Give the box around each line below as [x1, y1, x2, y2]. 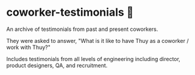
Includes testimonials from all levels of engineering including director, [6, 55, 181, 62]
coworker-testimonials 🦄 [6, 5, 134, 19]
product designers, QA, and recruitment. [6, 62, 108, 69]
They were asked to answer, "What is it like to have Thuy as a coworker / [6, 37, 189, 44]
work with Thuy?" [6, 44, 51, 51]
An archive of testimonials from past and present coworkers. [6, 25, 158, 33]
